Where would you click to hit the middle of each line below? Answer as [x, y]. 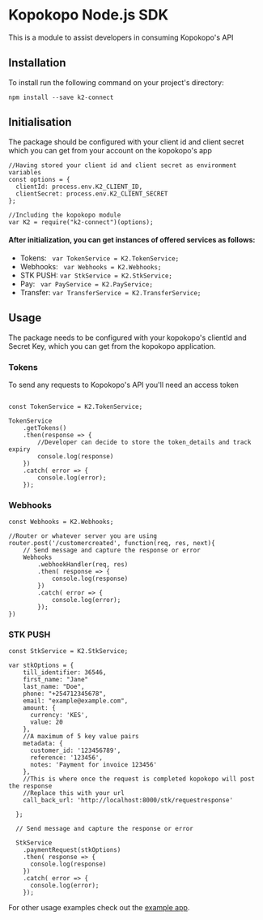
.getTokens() [45, 428]
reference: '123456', [66, 758]
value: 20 [46, 722]
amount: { [40, 708]
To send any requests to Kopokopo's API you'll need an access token [123, 385]
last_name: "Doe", [54, 687]
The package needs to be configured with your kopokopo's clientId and [127, 337]
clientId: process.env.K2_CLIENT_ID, [79, 187]
